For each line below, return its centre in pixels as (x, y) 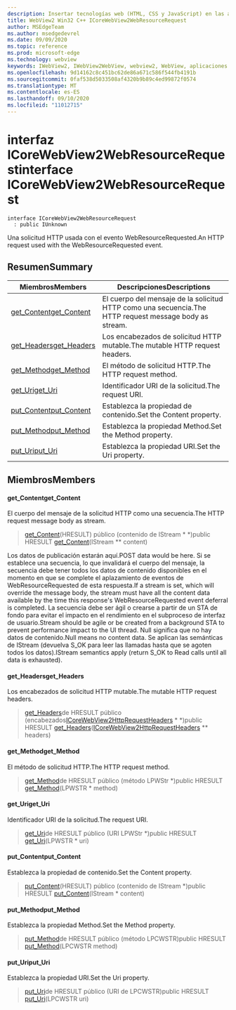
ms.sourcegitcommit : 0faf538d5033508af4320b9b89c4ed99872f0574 (102, 79)
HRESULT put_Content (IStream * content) (85, 893)
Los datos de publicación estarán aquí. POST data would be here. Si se (109, 556)
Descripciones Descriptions (164, 287)
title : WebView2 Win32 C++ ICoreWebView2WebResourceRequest (97, 20)
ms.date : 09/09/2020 (38, 40)
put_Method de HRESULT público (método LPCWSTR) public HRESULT (125, 939)
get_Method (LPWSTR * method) (71, 788)
